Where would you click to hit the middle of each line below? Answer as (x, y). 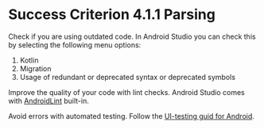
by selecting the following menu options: (75, 44)
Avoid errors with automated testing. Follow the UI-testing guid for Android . (131, 116)
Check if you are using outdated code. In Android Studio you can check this (132, 36)
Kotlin (29, 60)
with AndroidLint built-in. (49, 101)
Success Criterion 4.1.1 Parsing (112, 15)
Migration (35, 68)
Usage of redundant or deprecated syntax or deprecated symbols (128, 77)
